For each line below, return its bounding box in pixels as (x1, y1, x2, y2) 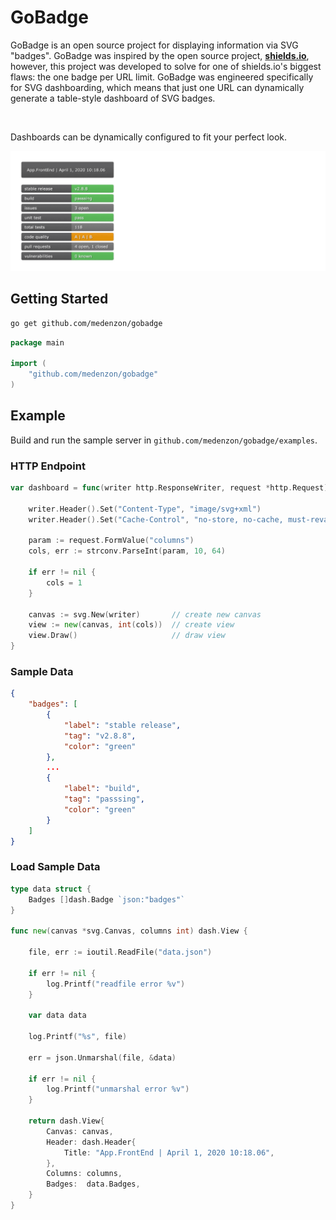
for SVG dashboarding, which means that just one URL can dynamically (10, 81, 305, 93)
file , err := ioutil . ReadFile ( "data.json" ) (28, 947, 213, 958)
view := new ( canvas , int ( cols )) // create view (28, 620, 235, 630)
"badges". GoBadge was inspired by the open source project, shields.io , (10, 49, 310, 61)
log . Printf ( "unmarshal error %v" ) (46, 1084, 190, 1095)
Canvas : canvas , (46, 1126, 114, 1136)
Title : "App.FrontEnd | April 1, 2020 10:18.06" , (63, 1147, 275, 1158)
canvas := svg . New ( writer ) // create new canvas (28, 609, 262, 620)
